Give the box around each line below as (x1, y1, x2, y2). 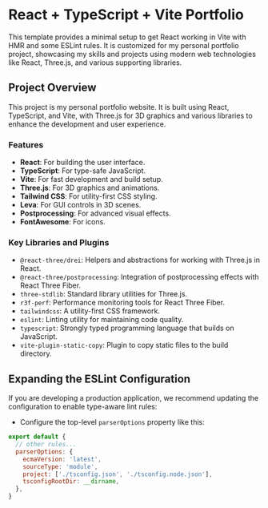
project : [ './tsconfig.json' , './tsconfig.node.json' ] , (22, 470, 214, 478)
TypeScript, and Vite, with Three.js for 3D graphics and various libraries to (8, 111, 254, 120)
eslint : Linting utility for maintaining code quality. (19, 315, 184, 325)
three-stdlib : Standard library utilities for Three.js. (19, 289, 188, 299)
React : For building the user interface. (19, 158, 146, 167)
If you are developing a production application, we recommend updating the (8, 393, 258, 403)
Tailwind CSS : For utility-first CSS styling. (19, 192, 158, 201)
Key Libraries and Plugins (8, 236, 110, 248)
